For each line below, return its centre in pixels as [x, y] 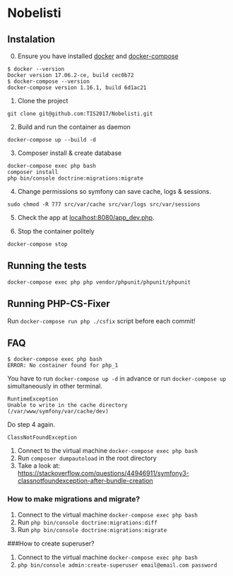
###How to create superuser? [51, 543]
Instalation [31, 39]
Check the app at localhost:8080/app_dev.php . [86, 218]
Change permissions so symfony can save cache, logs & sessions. [114, 191]
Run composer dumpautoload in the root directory [87, 459]
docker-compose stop [38, 244]
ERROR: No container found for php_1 [63, 366]
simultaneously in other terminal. [55, 386]
